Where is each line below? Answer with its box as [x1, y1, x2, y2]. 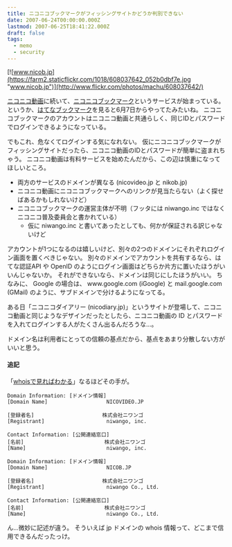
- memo [13, 42, 33, 49]
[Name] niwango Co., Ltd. [7, 510, 159, 518]
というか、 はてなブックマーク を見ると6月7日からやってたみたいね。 [7, 105, 202, 114]
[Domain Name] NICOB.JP [7, 465, 132, 472]
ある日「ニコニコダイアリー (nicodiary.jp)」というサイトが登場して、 [7, 303, 204, 311]
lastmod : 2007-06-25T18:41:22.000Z [7, 23, 110, 30]
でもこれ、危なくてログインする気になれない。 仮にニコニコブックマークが [7, 137, 222, 145]
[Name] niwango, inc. [7, 445, 148, 452]
